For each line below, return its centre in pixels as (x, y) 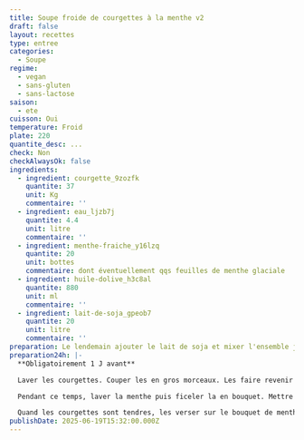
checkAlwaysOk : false (50, 161)
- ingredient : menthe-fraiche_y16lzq (89, 246)
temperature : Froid (46, 128)
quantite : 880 (52, 288)
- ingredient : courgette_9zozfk (79, 178)
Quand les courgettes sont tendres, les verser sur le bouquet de (145, 413)
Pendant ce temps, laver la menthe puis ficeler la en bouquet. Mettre (156, 396)
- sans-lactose (46, 93)
